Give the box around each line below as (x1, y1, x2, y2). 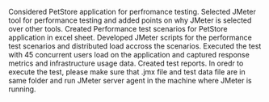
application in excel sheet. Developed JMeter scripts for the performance (8, 32, 252, 42)
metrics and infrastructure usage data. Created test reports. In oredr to (8, 58, 244, 68)
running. (8, 84, 36, 94)
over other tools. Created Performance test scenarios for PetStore (8, 24, 228, 33)
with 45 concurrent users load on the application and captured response (8, 50, 250, 59)
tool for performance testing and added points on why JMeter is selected (8, 15, 252, 25)
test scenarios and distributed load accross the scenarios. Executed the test (8, 41, 262, 51)
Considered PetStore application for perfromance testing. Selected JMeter (8, 7, 257, 16)
